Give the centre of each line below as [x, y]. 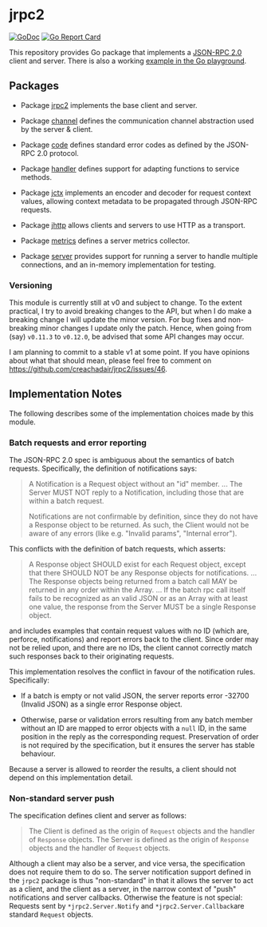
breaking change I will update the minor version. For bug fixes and [118, 320]
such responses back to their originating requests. [92, 656]
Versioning [31, 285]
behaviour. [38, 754]
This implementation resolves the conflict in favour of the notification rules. [132, 672]
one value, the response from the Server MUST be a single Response [142, 607]
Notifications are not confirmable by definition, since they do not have [143, 516]
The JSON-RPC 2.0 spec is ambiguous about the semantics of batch [122, 460]
